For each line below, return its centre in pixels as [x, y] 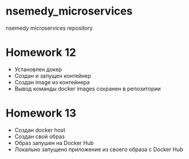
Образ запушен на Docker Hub [54, 143]
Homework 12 [41, 52]
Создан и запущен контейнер [53, 76]
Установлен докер [38, 69]
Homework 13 [41, 113]
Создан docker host [40, 130]
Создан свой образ [40, 136]
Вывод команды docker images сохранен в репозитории [88, 89]
